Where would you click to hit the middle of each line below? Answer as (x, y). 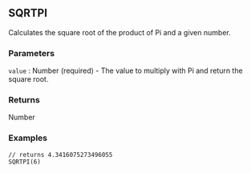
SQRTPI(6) (25, 162)
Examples (28, 138)
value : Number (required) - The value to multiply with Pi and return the (125, 70)
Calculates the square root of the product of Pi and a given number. (119, 32)
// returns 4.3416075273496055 (61, 155)
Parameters (31, 53)
